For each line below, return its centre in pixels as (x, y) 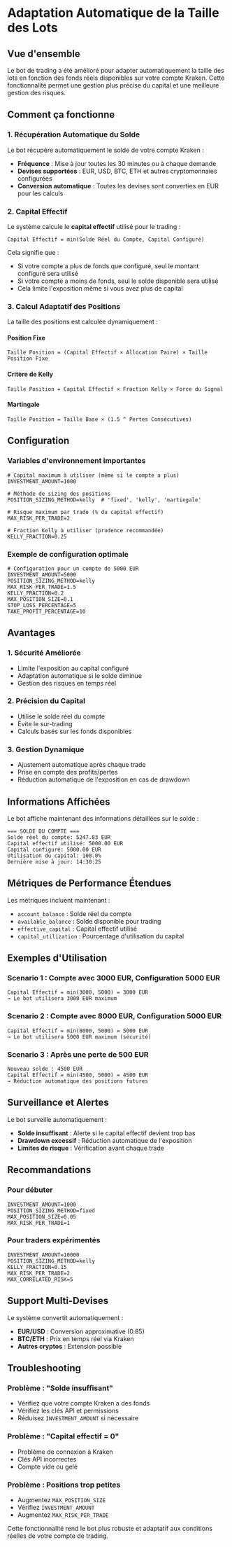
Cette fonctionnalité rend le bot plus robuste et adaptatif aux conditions (110, 1528)
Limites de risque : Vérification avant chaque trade (90, 1148)
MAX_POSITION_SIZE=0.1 (40, 599)
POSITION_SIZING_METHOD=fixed (51, 1210)
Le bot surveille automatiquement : (57, 1119)
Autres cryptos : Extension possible (70, 1346)
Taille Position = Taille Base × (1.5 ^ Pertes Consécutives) (100, 419)
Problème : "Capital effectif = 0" (63, 1436)
